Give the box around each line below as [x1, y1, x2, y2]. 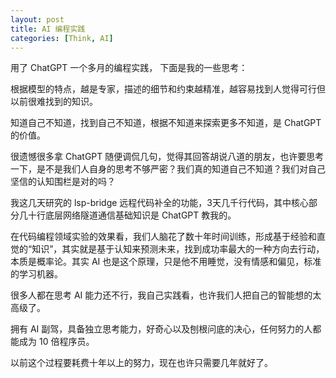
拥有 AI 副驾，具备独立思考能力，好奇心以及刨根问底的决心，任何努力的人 [10, 323, 313, 335]
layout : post [10, 14, 65, 25]
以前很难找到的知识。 [10, 96, 98, 108]
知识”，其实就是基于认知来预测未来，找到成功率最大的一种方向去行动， [31, 243, 325, 255]
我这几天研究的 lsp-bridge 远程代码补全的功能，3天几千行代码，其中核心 [10, 197, 310, 209]
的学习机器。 [10, 268, 63, 280]
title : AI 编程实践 [10, 24, 86, 34]
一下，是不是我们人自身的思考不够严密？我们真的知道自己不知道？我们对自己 [10, 163, 326, 175]
